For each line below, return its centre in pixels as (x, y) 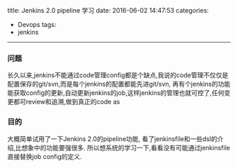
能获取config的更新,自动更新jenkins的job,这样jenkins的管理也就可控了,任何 (116, 93)
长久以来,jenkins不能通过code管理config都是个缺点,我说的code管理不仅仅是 (118, 75)
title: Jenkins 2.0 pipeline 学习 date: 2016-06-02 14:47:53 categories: (108, 10)
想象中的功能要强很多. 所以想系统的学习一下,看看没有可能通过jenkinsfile (126, 147)
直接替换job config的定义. (45, 156)
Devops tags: (37, 24)
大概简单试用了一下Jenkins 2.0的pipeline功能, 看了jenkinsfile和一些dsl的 (113, 139)
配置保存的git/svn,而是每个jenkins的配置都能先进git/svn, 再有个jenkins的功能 (119, 84)
